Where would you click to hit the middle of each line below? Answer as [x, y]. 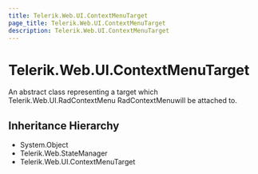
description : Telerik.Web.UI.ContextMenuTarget [89, 30]
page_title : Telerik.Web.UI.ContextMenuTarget [87, 23]
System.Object [44, 145]
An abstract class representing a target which [83, 92]
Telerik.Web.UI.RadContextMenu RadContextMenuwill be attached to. [123, 101]
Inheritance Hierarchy [64, 126]
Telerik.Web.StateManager [64, 153]
